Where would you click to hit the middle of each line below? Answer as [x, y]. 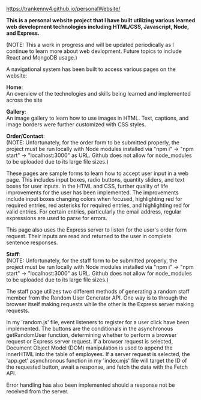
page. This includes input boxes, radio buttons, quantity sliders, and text [95, 180]
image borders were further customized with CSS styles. [76, 125]
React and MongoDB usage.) [42, 57]
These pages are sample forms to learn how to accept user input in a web [97, 173]
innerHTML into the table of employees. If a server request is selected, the [98, 354]
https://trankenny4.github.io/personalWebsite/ [63, 9]
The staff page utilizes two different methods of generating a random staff [98, 291]
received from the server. [37, 391]
